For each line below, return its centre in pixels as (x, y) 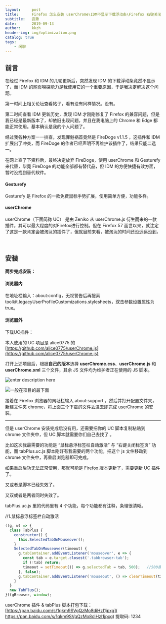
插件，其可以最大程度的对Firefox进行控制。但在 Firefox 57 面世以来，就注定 (82, 225)
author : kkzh (23, 28)
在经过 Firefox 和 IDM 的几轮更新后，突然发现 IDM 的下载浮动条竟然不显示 (80, 81)
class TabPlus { (26, 530)
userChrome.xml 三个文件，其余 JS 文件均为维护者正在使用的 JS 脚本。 (79, 370)
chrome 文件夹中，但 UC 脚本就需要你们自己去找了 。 (60, 435)
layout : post (23, 10)
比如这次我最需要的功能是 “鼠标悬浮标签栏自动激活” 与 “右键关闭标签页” (78, 445)
